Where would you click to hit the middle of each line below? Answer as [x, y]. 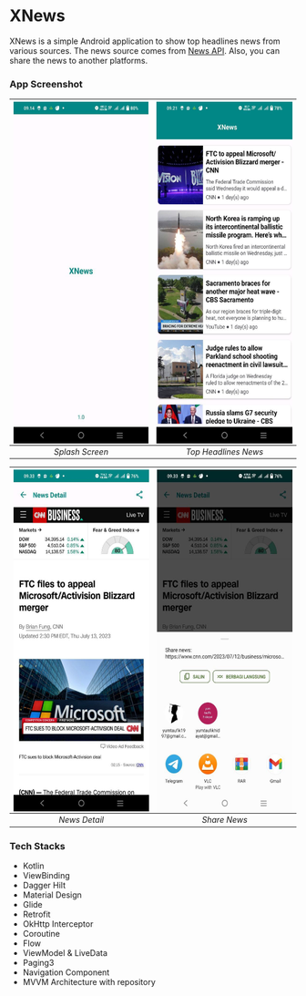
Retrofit [36, 914]
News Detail [82, 820]
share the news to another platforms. [79, 60]
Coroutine [41, 934]
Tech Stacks [37, 846]
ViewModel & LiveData [65, 953]
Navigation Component [66, 972]
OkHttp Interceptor [58, 924]
